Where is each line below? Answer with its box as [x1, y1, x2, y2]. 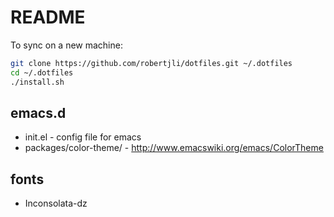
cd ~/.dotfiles [10, 67, 74, 78]
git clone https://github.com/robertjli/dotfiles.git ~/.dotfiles [10, 58, 293, 68]
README [10, 6, 86, 29]
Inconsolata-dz [24, 197, 88, 210]
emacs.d [10, 104, 67, 121]
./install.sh [10, 77, 65, 87]
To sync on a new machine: [10, 39, 123, 51]
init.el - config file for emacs [24, 131, 142, 143]
